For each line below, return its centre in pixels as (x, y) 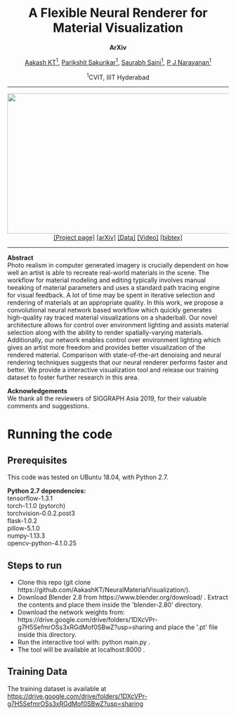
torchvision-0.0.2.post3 (41, 513)
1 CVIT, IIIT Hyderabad (118, 77)
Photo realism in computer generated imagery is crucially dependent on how (118, 265)
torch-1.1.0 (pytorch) (36, 506)
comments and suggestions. (48, 406)
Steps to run (34, 565)
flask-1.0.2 (22, 521)
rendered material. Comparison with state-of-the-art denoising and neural (114, 355)
